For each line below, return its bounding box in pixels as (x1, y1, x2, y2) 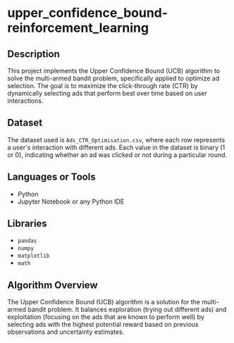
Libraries (7, 218, 47, 230)
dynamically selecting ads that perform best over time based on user (7, 89, 208, 97)
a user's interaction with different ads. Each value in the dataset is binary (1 (7, 143, 226, 151)
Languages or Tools (7, 171, 97, 183)
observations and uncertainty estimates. (7, 328, 125, 336)
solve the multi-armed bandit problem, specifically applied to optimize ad (7, 74, 220, 82)
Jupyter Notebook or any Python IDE (17, 197, 125, 206)
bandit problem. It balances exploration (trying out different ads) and (27, 305, 227, 314)
